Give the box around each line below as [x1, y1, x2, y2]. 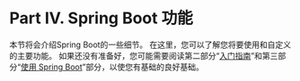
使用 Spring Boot [21, 61, 83, 72]
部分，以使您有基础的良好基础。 [84, 61, 204, 72]
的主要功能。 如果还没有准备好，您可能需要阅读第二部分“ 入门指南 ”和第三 [9, 50, 278, 61]
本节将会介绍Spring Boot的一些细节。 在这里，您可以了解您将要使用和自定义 [9, 39, 292, 50]
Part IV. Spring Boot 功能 [9, 8, 193, 28]
